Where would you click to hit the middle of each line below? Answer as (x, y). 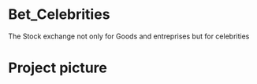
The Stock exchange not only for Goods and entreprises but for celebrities (129, 36)
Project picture (58, 68)
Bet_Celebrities (59, 15)
